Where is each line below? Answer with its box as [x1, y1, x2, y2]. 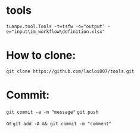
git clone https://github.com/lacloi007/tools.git [6, 68, 135, 74]
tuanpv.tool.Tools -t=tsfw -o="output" [6, 23, 105, 29]
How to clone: [6, 49, 76, 62]
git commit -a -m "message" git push [6, 109, 99, 115]
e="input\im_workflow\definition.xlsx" [6, 28, 105, 35]
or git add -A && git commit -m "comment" [6, 119, 112, 126]
